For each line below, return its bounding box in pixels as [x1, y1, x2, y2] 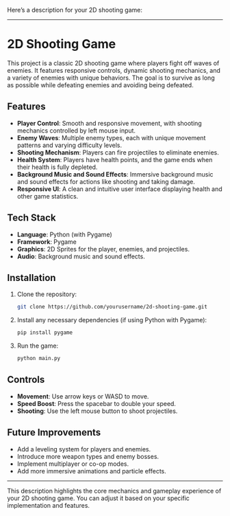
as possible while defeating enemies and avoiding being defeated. [7, 80, 194, 89]
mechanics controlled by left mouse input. [16, 126, 136, 135]
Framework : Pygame [16, 237, 77, 246]
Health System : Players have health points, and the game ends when [16, 155, 213, 164]
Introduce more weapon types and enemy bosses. [16, 452, 159, 460]
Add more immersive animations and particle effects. [16, 467, 166, 475]
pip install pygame [16, 329, 73, 336]
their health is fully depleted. [16, 163, 98, 171]
